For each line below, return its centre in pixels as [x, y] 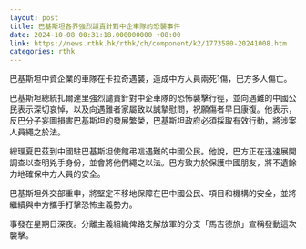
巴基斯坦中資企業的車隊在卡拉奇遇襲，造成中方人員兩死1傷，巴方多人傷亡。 [151, 79]
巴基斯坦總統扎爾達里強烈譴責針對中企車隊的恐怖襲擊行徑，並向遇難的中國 [149, 98]
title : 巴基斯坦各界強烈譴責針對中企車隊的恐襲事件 [95, 26]
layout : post [34, 18]
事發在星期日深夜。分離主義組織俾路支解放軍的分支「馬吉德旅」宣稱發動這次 [153, 224]
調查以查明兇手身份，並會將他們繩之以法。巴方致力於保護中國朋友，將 [141, 163]
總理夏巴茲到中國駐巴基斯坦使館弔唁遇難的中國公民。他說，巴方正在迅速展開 [153, 152]
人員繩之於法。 [37, 132]
